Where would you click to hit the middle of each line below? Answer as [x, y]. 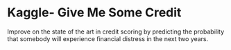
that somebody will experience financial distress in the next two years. [108, 38]
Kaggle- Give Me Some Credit [94, 13]
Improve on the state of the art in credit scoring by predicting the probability [116, 32]
